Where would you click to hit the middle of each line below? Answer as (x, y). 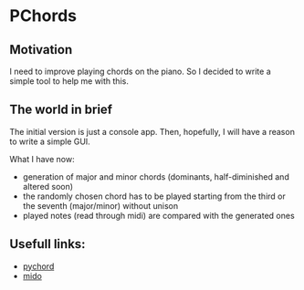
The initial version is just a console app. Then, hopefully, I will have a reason (152, 131)
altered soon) (48, 186)
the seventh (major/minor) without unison (100, 205)
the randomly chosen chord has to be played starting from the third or (154, 196)
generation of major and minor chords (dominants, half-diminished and (156, 176)
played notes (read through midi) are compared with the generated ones (158, 215)
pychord (38, 266)
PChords (43, 16)
